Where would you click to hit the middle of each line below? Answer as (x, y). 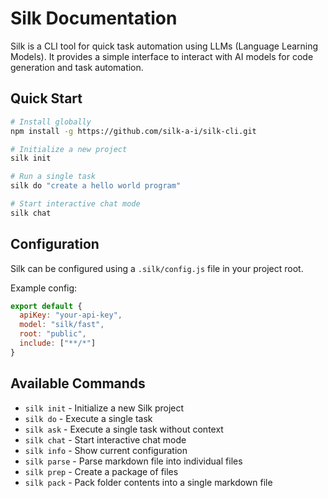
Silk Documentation (94, 18)
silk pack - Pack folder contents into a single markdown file (148, 482)
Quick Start (46, 98)
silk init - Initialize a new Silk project (104, 408)
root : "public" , (53, 334)
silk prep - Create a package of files (101, 471)
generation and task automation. (77, 67)
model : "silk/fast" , (62, 325)
